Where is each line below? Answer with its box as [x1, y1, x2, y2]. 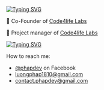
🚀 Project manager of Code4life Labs [6, 29, 98, 36]
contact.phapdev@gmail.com [14, 77, 88, 84]
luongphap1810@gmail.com [14, 71, 84, 78]
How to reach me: [6, 53, 50, 60]
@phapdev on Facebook [14, 64, 76, 71]
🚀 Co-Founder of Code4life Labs [6, 18, 87, 24]
